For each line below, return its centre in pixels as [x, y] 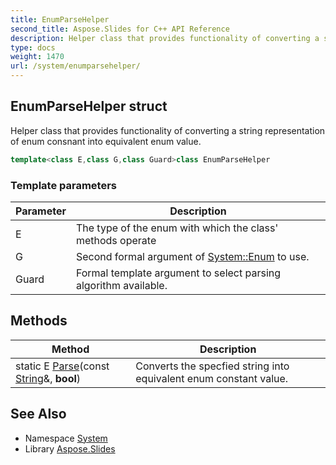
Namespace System [66, 438]
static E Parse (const [62, 366]
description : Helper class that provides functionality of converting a [165, 38]
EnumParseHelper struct [89, 106]
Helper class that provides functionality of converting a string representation [168, 130]
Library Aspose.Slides [70, 448]
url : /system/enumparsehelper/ [75, 66]
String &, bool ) [48, 378]
